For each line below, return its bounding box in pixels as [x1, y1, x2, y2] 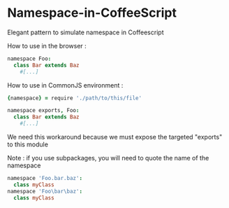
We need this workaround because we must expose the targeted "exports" [7, 133, 223, 141]
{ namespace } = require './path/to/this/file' [7, 95, 142, 102]
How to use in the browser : [7, 41, 87, 50]
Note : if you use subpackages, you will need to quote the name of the [7, 154, 209, 162]
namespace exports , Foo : [7, 107, 80, 114]
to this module [7, 140, 49, 148]
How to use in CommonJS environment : [7, 81, 124, 89]
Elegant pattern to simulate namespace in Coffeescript [7, 28, 164, 36]
